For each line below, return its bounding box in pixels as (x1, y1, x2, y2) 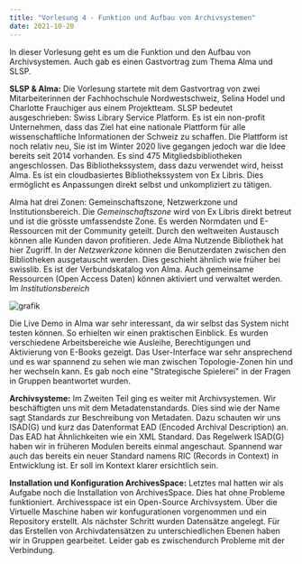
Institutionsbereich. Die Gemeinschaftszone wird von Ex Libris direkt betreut (9, 206, 292, 217)
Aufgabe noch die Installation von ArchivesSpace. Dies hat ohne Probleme (9, 486, 286, 497)
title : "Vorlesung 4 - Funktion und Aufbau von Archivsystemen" (9, 13, 256, 23)
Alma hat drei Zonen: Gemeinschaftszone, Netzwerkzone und (9, 196, 238, 208)
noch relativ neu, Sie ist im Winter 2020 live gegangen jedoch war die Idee (9, 141, 286, 152)
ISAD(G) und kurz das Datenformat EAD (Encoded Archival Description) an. (9, 421, 288, 432)
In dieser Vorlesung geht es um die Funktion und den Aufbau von (9, 46, 252, 57)
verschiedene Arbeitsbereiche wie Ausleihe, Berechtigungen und (9, 337, 251, 347)
